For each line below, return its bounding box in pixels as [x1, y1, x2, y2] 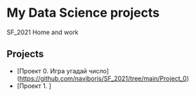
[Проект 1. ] [16, 82, 52, 90]
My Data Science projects [6, 5, 159, 21]
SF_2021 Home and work [6, 28, 79, 36]
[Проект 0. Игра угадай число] [16, 66, 110, 75]
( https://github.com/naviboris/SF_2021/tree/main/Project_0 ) [16, 74, 190, 82]
